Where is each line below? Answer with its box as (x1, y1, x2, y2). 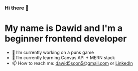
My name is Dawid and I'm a (4, 23, 123, 34)
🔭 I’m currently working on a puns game (11, 49, 94, 55)
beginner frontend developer (4, 33, 127, 44)
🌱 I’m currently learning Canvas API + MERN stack (11, 54, 115, 61)
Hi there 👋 (4, 4, 29, 11)
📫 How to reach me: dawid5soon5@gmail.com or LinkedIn (11, 60, 133, 66)
